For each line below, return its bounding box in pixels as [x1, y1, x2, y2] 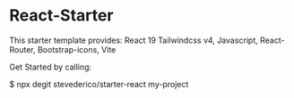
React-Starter [9, 5, 114, 26]
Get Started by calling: [9, 61, 92, 72]
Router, [9, 44, 36, 54]
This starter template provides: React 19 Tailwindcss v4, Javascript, [9, 35, 258, 45]
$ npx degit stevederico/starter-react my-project [9, 78, 189, 89]
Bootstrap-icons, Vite [37, 44, 117, 54]
